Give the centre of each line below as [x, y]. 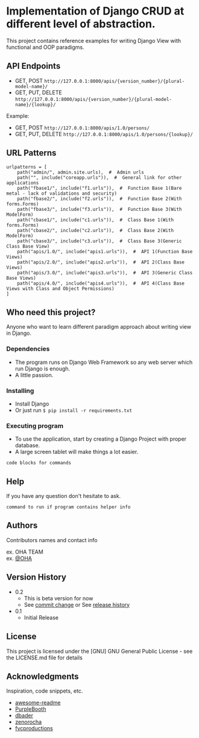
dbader [24, 716]
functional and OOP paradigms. [45, 47]
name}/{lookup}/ [35, 105]
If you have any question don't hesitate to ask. [64, 496]
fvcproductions [34, 728]
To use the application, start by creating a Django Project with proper [101, 439]
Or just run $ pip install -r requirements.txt [74, 410]
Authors [22, 526]
